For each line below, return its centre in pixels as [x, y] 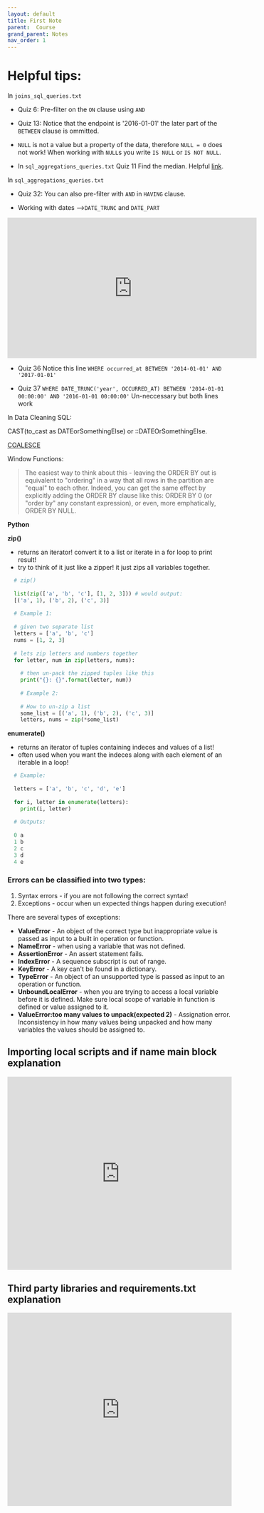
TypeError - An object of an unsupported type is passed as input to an [121, 976]
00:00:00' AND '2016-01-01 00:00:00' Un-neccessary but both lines [118, 396]
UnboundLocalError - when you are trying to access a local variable [118, 991]
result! [27, 560]
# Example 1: [33, 614]
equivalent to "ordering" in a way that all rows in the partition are [119, 481]
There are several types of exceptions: [64, 917]
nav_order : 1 [27, 41]
